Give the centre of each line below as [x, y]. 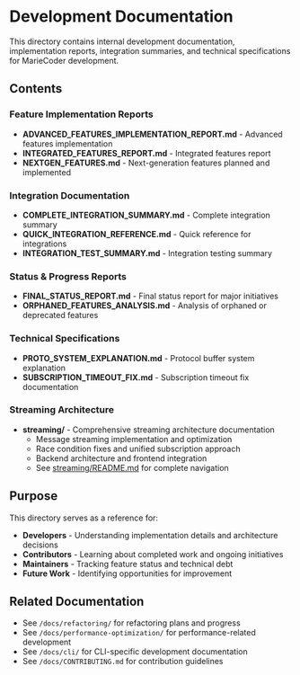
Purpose [34, 496]
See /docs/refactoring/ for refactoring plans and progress [131, 623]
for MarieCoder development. [64, 60]
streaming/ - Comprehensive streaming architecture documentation [149, 430]
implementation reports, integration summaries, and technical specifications [150, 50]
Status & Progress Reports [68, 276]
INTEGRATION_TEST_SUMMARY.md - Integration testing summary [147, 253]
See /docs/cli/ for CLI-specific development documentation [135, 652]
